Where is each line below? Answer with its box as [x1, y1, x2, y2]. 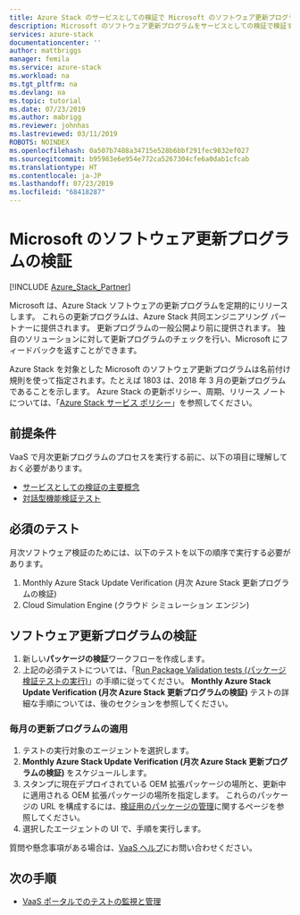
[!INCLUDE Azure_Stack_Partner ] [9, 281, 131, 292]
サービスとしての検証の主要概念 [21, 481, 140, 492]
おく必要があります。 [9, 462, 87, 473]
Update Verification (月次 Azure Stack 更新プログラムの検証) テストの [21, 687, 282, 698]
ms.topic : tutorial [9, 96, 82, 106]
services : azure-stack [9, 30, 94, 38]
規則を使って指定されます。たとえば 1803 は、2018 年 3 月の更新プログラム [9, 375, 287, 385]
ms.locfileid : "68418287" [9, 188, 105, 197]
